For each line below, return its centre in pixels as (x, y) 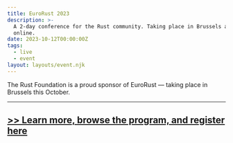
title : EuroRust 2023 (38, 13)
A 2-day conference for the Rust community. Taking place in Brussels (118, 26)
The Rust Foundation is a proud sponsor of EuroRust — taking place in (107, 84)
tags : (15, 46)
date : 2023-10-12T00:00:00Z (48, 39)
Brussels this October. (39, 92)
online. (25, 33)
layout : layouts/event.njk (46, 65)
